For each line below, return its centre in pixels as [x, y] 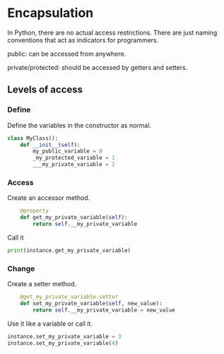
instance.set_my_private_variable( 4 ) [63, 343]
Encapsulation [51, 13]
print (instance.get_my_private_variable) [69, 250]
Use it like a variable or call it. [50, 324]
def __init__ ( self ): [50, 145]
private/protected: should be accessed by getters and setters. [98, 67]
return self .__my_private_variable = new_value [104, 310]
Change [21, 269]
